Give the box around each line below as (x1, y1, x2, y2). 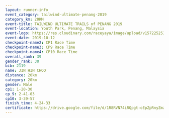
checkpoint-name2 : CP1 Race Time (5, 40, 75, 45)
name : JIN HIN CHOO (5, 68, 46, 73)
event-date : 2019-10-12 (5, 36, 55, 41)
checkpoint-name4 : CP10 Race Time (5, 49, 78, 54)
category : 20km (5, 77, 37, 82)
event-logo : (5, 31, 30, 36)
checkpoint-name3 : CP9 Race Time (5, 45, 75, 50)
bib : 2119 (5, 63, 26, 68)
